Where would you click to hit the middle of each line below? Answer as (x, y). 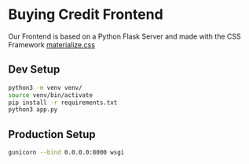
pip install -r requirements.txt (63, 102)
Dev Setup (34, 70)
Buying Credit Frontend (86, 15)
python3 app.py (33, 110)
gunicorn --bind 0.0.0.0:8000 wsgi (66, 153)
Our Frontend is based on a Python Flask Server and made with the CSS (124, 36)
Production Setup (52, 134)
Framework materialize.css (52, 44)
